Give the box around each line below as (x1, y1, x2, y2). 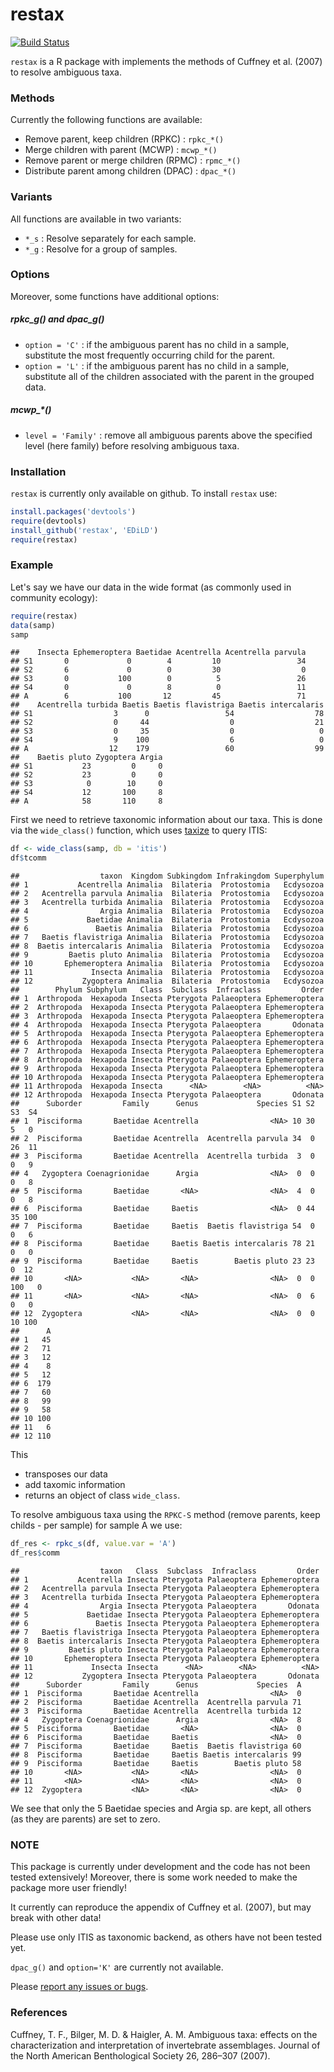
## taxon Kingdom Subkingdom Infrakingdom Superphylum (10, 871, 325, 882)
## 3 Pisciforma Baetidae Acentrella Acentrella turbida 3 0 (10, 1151, 315, 1162)
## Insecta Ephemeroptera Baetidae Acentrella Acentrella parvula (10, 648, 307, 658)
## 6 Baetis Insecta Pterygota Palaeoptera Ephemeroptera (10, 1618, 320, 1628)
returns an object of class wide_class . (24, 1489, 181, 1502)
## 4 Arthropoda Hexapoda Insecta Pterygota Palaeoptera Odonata (10, 1020, 325, 1030)
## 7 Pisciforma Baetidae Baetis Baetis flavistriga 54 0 (10, 1221, 315, 1232)
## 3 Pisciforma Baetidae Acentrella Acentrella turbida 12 (10, 1706, 302, 1716)
